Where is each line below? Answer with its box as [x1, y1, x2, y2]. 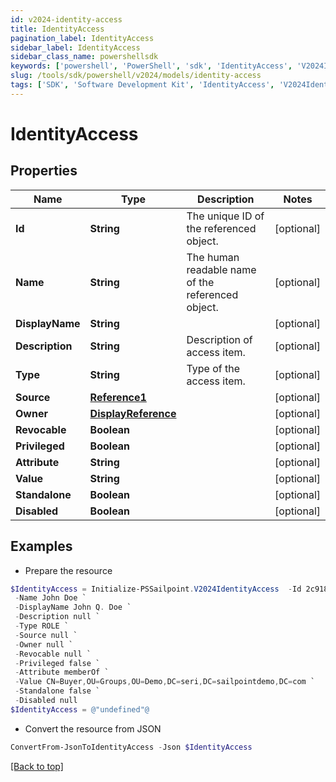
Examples [10, 538, 73, 555]
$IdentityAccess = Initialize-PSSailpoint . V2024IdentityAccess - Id [10, 584, 302, 594]
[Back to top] [10, 760, 64, 772]
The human [186, 250, 240, 264]
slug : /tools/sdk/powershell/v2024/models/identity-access [10, 71, 262, 81]
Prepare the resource [24, 564, 113, 576]
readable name [186, 262, 257, 276]
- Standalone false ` [14, 686, 101, 696]
